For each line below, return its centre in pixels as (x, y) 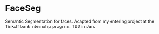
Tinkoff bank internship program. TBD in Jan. (50, 26)
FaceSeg (23, 8)
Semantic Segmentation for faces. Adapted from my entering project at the (80, 21)
